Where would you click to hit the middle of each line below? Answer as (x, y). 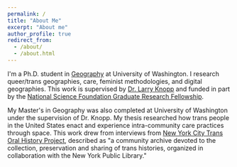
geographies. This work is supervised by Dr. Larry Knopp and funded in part (119, 89)
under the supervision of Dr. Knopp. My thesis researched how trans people (118, 117)
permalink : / (27, 14)
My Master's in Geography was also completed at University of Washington (118, 110)
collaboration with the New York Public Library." (77, 155)
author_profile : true (39, 34)
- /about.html (34, 54)
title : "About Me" (34, 21)
